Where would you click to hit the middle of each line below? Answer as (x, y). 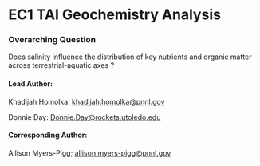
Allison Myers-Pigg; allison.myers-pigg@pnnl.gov (90, 152)
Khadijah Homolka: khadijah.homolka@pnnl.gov (87, 101)
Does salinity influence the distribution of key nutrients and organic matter (130, 57)
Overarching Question (52, 40)
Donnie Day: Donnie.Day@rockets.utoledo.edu (85, 117)
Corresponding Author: (48, 135)
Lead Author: (31, 84)
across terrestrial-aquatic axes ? (61, 65)
